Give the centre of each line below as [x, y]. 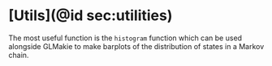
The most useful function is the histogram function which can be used [125, 38]
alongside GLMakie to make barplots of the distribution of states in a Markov [136, 46]
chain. [19, 55]
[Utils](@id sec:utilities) [91, 16]
